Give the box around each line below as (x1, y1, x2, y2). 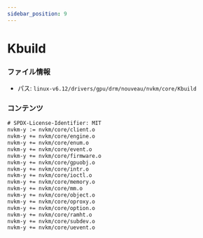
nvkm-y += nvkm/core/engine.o (7, 133, 96, 140)
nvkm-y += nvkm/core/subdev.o (7, 218, 96, 225)
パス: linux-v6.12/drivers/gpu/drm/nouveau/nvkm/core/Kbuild (17, 84, 197, 93)
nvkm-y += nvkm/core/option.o (7, 204, 96, 211)
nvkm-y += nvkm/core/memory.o (7, 178, 96, 186)
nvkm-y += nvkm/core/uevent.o (7, 224, 96, 232)
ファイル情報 (7, 67, 51, 77)
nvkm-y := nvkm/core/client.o (7, 126, 96, 133)
